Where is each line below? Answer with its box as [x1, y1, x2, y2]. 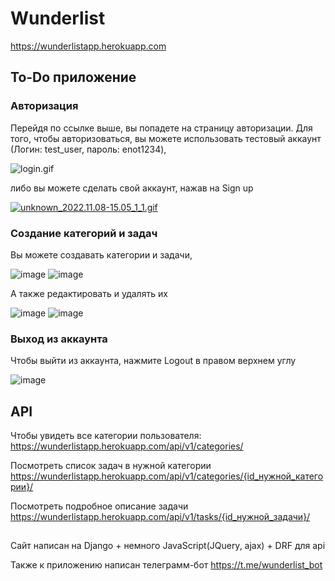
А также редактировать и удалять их [10, 287, 168, 299]
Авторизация [10, 99, 79, 113]
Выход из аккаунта [10, 332, 108, 346]
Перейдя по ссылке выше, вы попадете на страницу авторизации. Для [10, 122, 313, 134]
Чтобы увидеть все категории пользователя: [10, 430, 202, 442]
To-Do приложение [10, 69, 137, 86]
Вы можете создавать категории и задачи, [10, 248, 193, 261]
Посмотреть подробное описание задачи [10, 500, 189, 512]
